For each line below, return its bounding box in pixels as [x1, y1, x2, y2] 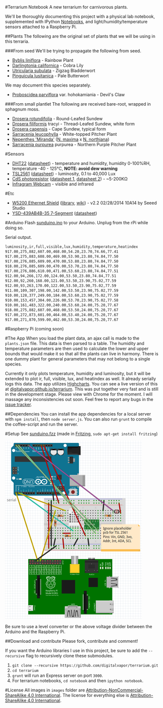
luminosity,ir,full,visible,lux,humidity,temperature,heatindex [5, 244, 138, 249]
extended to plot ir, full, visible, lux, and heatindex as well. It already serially [5, 376, 156, 381]
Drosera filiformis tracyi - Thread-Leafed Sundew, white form [12, 121, 135, 127]
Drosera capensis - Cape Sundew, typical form [12, 126, 106, 132]
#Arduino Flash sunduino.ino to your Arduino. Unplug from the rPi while [5, 220, 148, 225]
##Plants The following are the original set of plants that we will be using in [5, 34, 156, 39]
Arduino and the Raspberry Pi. [5, 629, 66, 635]
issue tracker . [5, 401, 33, 407]
